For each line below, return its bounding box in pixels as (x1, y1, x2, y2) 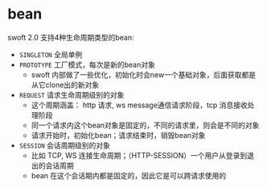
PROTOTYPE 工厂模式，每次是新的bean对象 (18, 60, 156, 69)
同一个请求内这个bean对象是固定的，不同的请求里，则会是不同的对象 (31, 120, 260, 130)
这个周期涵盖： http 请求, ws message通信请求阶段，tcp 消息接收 (31, 100, 248, 110)
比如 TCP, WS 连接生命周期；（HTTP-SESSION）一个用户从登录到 (31, 150, 248, 160)
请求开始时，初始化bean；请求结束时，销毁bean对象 (31, 130, 206, 140)
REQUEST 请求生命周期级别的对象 (18, 90, 125, 99)
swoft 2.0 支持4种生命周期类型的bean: (7, 32, 134, 42)
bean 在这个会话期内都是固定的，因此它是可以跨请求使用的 (31, 170, 227, 180)
